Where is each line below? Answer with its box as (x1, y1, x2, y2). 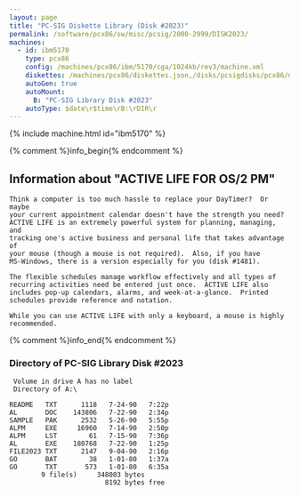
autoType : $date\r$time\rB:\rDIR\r (25, 104, 158, 113)
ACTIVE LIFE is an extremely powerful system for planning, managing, (9, 219, 277, 228)
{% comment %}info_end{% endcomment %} (9, 335, 176, 346)
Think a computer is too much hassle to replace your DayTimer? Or (9, 195, 269, 204)
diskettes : (25, 71, 66, 80)
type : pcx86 (25, 54, 69, 63)
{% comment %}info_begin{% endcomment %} (9, 146, 184, 156)
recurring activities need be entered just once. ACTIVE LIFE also (9, 281, 269, 290)
